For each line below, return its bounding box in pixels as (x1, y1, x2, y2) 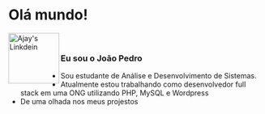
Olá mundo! (8, 6, 88, 24)
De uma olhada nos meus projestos (19, 97, 139, 107)
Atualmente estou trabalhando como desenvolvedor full (60, 79, 246, 90)
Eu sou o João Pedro (60, 53, 143, 64)
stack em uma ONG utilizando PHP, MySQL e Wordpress (19, 88, 209, 98)
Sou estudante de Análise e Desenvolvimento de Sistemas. (60, 71, 257, 81)
